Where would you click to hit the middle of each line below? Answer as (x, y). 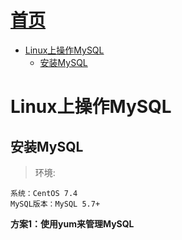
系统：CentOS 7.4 (44, 193)
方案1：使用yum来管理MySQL (72, 223)
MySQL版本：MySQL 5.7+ (55, 204)
